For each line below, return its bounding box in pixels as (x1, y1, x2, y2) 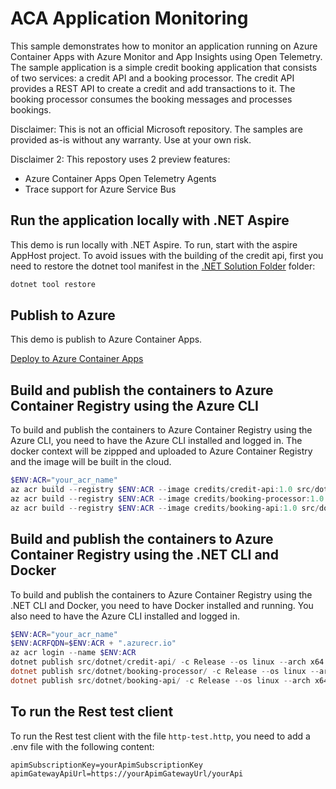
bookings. (10, 103, 52, 116)
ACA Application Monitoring (10, 7, 249, 30)
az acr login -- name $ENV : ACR (10, 648, 137, 658)
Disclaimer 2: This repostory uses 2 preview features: (10, 153, 231, 165)
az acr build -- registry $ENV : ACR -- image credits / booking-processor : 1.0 (10, 494, 325, 504)
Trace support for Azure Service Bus (24, 183, 177, 195)
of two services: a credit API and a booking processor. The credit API (10, 72, 295, 84)
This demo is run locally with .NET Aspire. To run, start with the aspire (10, 238, 298, 251)
